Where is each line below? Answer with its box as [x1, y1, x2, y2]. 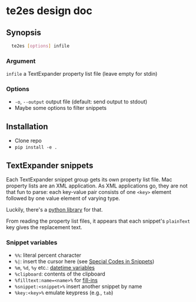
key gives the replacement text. [6, 224, 82, 231]
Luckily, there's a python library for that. [6, 206, 103, 213]
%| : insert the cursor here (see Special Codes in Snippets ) [14, 258, 155, 265]
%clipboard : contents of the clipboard [14, 270, 106, 277]
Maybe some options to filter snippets [14, 105, 107, 112]
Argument [6, 57, 36, 65]
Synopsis [6, 28, 41, 38]
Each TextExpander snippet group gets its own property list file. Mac [6, 176, 172, 183]
